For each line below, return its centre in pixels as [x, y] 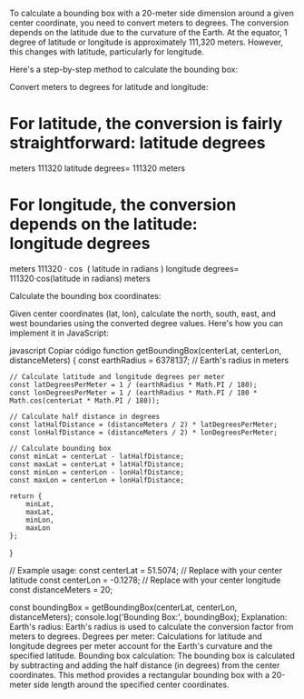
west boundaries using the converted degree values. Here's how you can [146, 323]
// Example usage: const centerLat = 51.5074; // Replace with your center [146, 570]
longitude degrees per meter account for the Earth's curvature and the [141, 645]
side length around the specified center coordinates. [131, 684]
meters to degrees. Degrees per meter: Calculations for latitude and [136, 636]
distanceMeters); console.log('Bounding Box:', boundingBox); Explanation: [148, 616]
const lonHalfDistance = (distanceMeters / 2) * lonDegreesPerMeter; [144, 432]
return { [26, 496]
